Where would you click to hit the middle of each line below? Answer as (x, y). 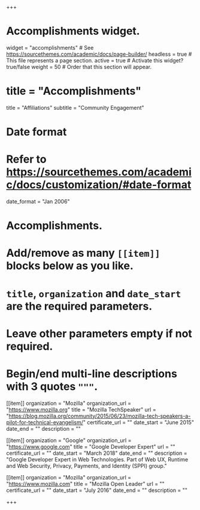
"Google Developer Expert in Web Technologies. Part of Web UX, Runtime (97, 459)
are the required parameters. (79, 306)
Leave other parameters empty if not (99, 333)
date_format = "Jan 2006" (38, 201)
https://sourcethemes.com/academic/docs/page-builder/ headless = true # (99, 54)
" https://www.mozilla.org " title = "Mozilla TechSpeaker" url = (81, 409)
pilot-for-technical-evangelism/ (45, 422)
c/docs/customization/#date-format (99, 185)
